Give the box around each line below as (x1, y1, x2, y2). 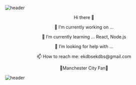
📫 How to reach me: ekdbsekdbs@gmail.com (36, 53, 131, 59)
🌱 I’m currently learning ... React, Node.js (41, 34, 126, 39)
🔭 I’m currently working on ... (54, 24, 114, 30)
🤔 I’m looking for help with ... (54, 43, 113, 49)
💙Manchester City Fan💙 (59, 65, 108, 71)
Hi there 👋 (73, 14, 94, 20)
